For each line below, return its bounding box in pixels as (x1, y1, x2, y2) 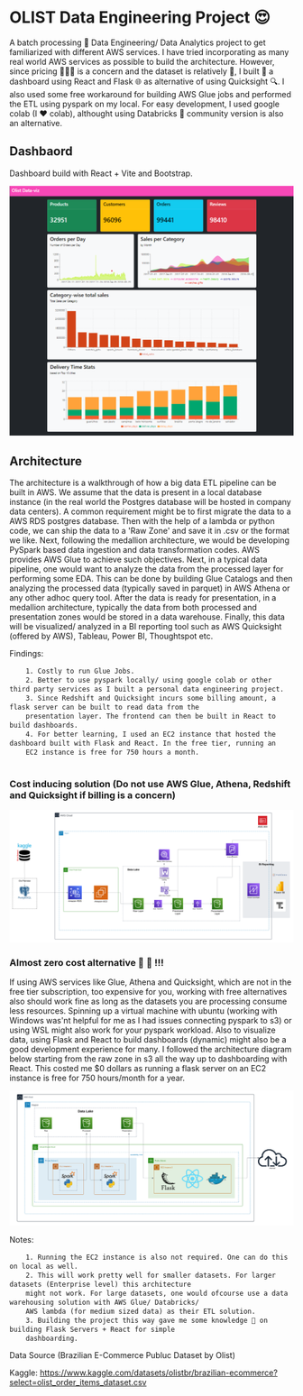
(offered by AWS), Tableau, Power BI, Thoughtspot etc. (9, 630, 214, 642)
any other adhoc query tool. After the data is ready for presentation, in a (9, 592, 277, 603)
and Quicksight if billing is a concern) (9, 788, 176, 801)
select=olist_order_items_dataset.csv (9, 1376, 147, 1387)
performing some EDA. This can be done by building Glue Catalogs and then (9, 574, 293, 584)
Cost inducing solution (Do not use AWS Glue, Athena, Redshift (9, 777, 291, 790)
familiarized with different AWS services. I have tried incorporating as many (9, 46, 289, 57)
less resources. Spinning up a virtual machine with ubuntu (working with (9, 1005, 278, 1016)
